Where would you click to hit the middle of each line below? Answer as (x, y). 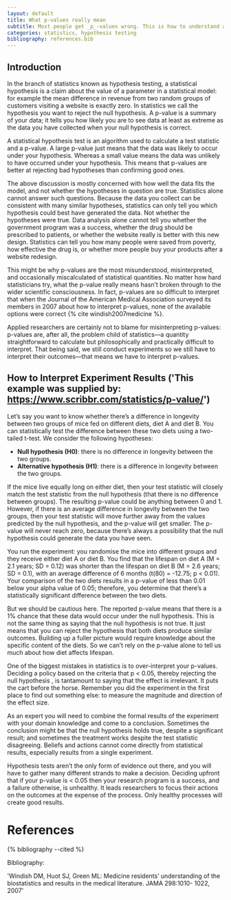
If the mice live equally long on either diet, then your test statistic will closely (115, 487)
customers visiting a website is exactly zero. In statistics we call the (102, 105)
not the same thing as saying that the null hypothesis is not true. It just (106, 623)
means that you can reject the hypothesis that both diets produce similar (110, 630)
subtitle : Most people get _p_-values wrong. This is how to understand (113, 26)
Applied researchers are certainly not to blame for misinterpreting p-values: (114, 327)
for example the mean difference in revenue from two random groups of (109, 98)
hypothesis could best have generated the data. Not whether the (99, 212)
